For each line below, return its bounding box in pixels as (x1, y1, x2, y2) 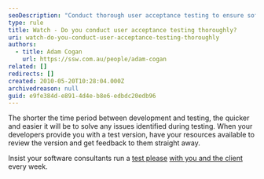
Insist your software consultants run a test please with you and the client (8, 154, 244, 163)
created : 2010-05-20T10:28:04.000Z (8, 77, 125, 85)
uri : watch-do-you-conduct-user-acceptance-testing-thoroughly (8, 33, 220, 42)
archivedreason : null (8, 84, 79, 93)
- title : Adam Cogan (15, 48, 82, 56)
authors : (8, 41, 37, 49)
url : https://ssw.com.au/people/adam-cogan (22, 56, 167, 64)
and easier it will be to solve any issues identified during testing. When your (8, 122, 253, 131)
